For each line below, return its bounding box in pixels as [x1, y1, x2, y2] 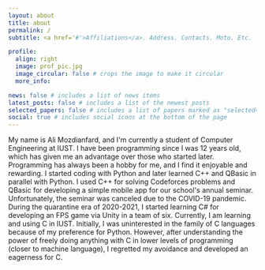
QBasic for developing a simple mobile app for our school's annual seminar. [8, 186, 254, 195]
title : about [8, 19, 51, 27]
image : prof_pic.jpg [15, 62, 83, 71]
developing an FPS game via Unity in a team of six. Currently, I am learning [8, 211, 251, 220]
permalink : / [8, 26, 51, 34]
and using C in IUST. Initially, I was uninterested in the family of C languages [8, 219, 256, 229]
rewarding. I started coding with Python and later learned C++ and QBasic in [8, 169, 256, 178]
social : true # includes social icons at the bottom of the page [8, 114, 227, 122]
